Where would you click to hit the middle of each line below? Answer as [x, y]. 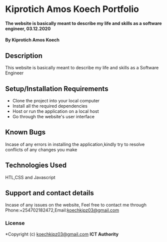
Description [24, 56]
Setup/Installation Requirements [57, 89]
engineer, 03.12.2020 [28, 28]
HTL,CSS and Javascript [30, 177]
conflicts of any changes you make [41, 149]
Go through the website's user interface [53, 117]
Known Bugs [25, 132]
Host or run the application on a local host [55, 111]
